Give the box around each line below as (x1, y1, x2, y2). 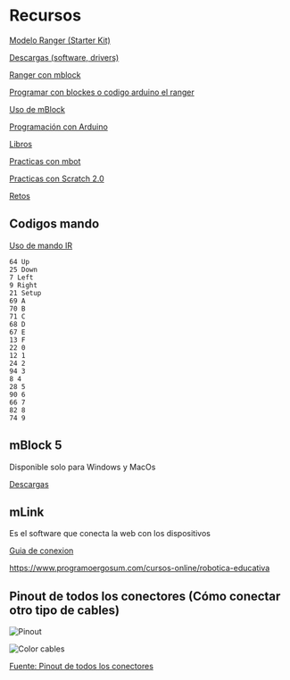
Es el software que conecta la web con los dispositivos (9, 528, 211, 539)
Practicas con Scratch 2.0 (9, 173, 104, 184)
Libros (9, 138, 33, 149)
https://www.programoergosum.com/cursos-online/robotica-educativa (9, 563, 270, 574)
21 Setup (9, 288, 42, 297)
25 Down (9, 265, 38, 274)
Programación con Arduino (9, 121, 109, 132)
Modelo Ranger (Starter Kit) (9, 35, 112, 46)
